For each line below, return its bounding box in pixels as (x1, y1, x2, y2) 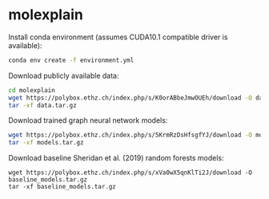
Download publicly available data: (8, 71, 119, 80)
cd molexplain (8, 86, 56, 94)
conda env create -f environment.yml (8, 56, 134, 64)
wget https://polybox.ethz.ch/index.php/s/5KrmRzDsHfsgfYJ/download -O (8, 131, 252, 140)
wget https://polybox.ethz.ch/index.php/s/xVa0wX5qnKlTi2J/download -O (8, 169, 252, 177)
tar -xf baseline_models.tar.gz (8, 183, 116, 191)
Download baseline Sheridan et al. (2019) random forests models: (8, 153, 224, 163)
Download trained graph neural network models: (8, 116, 168, 125)
